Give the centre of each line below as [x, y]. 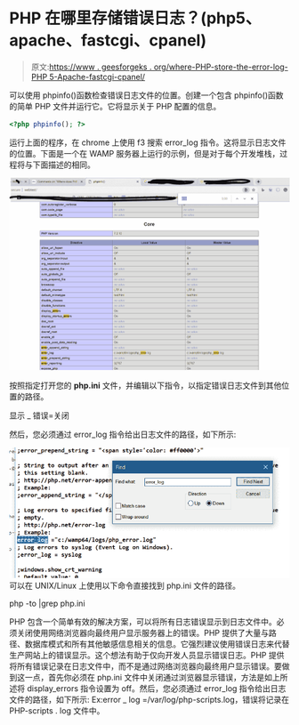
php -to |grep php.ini [48, 603]
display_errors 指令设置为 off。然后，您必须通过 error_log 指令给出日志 [156, 688]
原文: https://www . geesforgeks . [91, 67]
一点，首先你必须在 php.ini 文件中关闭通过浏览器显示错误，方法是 [145, 677]
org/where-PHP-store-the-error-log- [221, 67]
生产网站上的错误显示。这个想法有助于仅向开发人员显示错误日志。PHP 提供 [147, 655]
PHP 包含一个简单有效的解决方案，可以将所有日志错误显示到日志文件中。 [143, 621]
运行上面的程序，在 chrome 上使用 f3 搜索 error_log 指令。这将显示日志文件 [148, 142]
